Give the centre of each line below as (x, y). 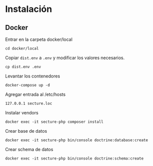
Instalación (29, 9)
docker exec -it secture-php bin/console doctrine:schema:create (74, 159)
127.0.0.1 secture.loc (29, 103)
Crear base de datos (26, 131)
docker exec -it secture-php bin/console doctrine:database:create (77, 140)
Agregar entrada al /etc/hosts (35, 94)
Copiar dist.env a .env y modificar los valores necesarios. (65, 58)
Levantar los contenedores (33, 76)
